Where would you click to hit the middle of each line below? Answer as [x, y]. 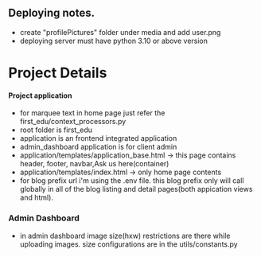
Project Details [58, 73]
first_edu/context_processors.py [73, 122]
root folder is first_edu [56, 130]
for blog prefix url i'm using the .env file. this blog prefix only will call [132, 181]
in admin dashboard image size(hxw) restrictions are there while [125, 236]
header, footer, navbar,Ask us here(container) [94, 164]
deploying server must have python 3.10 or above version [114, 41]
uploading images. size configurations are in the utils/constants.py [129, 244]
